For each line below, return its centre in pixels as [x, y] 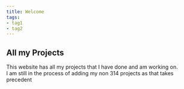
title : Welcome [25, 12]
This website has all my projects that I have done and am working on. [92, 67]
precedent [19, 80]
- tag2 [14, 28]
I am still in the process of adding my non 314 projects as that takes [90, 73]
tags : [13, 17]
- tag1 [14, 23]
